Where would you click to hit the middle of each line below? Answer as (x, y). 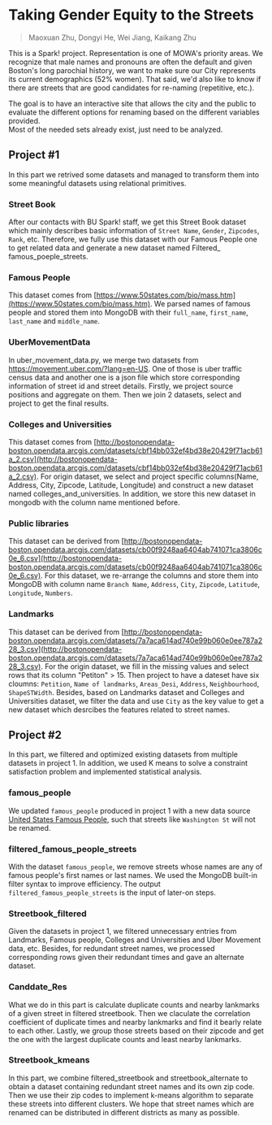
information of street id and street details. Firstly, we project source (121, 386)
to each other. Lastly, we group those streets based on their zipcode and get (136, 1031)
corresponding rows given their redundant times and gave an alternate (127, 958)
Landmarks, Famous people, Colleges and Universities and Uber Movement (135, 940)
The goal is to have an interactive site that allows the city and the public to (132, 103)
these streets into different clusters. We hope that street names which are (131, 1104)
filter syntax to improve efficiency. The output (84, 884)
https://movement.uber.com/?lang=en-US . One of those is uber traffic (125, 368)
